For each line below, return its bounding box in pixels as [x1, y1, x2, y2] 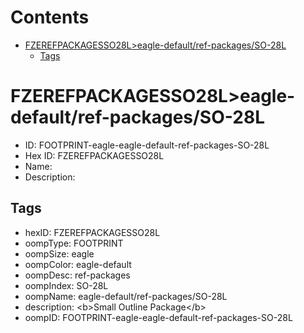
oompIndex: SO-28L [24, 279, 109, 291]
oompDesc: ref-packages [24, 269, 131, 281]
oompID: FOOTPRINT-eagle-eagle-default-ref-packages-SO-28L [24, 311, 293, 323]
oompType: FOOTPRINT [24, 237, 124, 249]
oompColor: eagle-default [24, 258, 132, 270]
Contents [10, 6, 90, 29]
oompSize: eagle [24, 247, 95, 260]
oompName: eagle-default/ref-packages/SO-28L [24, 290, 228, 302]
